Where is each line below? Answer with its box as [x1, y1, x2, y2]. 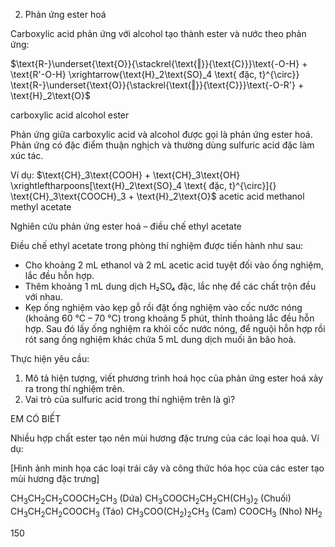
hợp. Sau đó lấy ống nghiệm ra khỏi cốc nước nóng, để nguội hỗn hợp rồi [24, 323, 326, 334]
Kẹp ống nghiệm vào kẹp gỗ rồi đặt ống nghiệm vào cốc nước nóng [24, 302, 303, 313]
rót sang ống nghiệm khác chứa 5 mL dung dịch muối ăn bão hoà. [24, 334, 297, 345]
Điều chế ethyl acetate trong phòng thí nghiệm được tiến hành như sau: [10, 240, 304, 251]
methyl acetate [10, 201, 72, 213]
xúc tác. [10, 150, 44, 161]
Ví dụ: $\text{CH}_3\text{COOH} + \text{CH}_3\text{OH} [10, 169, 241, 181]
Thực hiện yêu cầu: [10, 353, 90, 364]
